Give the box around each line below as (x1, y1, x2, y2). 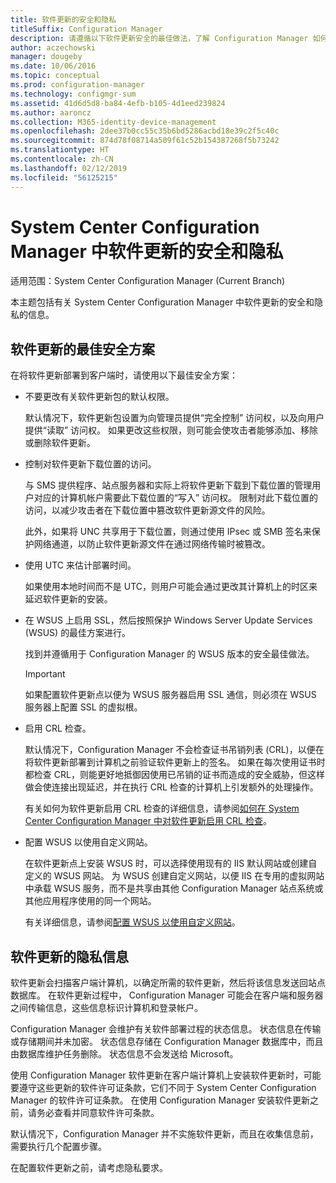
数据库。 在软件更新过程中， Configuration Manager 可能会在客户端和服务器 (10, 989, 324, 1001)
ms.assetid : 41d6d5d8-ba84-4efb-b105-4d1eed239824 (10, 98, 226, 108)
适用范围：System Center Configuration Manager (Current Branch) (10, 275, 286, 287)
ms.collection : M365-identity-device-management (10, 117, 217, 127)
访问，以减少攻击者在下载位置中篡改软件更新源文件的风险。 (24, 504, 271, 516)
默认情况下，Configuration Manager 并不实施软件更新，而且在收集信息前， (10, 1128, 319, 1140)
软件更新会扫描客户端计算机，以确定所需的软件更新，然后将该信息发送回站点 (10, 977, 326, 989)
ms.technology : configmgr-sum (10, 89, 137, 99)
